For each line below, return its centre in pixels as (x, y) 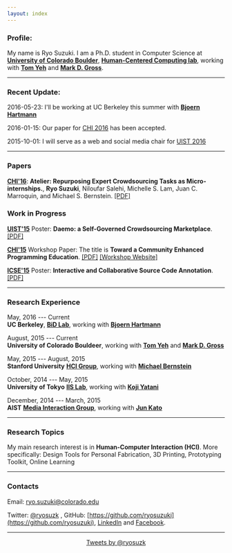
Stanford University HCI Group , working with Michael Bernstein (99, 366)
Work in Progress (37, 213)
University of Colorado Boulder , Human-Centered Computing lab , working (115, 60)
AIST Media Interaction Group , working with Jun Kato (85, 408)
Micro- (196, 181)
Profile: (20, 37)
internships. (25, 188)
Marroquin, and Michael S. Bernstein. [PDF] (69, 195)
